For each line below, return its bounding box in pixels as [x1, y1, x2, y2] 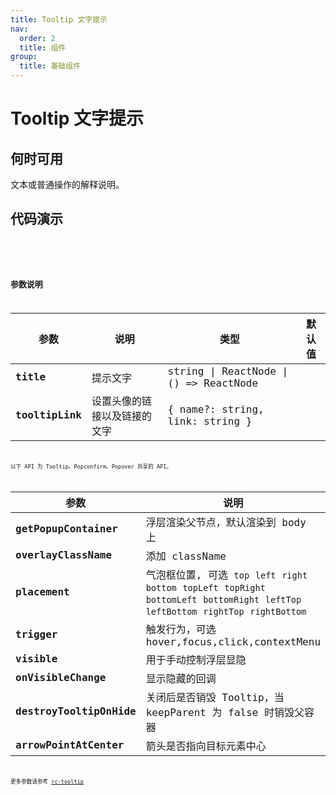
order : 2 [19, 33, 56, 43]
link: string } [167, 414, 253, 428]
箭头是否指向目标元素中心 [145, 739, 267, 753]
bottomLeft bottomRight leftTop [145, 594, 302, 605]
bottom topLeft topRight [145, 582, 266, 593]
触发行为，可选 [145, 622, 217, 636]
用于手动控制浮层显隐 [145, 653, 247, 666]
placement [15, 585, 70, 598]
